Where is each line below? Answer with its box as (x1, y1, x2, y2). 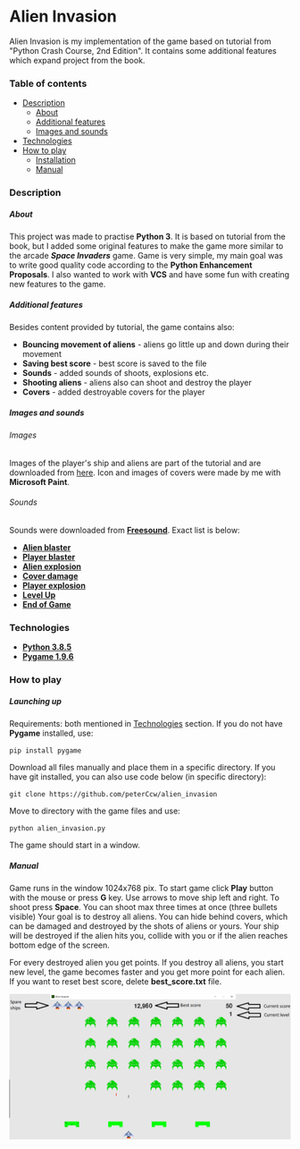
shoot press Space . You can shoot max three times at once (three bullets (9, 902, 279, 913)
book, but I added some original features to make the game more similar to (9, 241, 284, 251)
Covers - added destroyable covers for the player (21, 387, 205, 397)
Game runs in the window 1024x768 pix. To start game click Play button (9, 883, 274, 894)
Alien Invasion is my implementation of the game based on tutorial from (9, 36, 271, 47)
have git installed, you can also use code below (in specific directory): (9, 771, 267, 782)
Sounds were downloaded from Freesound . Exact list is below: (9, 524, 240, 535)
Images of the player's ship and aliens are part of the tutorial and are (9, 457, 262, 468)
